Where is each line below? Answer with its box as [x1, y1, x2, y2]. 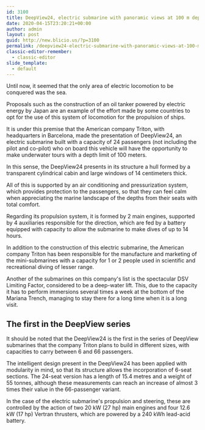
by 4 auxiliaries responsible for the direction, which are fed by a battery [6, 219, 186, 226]
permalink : [6, 43, 34, 49]
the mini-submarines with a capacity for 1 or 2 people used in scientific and [6, 257, 196, 264]
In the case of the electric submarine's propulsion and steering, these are [6, 398, 191, 405]
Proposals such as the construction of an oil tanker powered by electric [6, 101, 186, 108]
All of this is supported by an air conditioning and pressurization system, [6, 181, 189, 189]
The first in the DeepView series [6, 318, 131, 329]
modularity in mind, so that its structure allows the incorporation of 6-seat [6, 367, 192, 374]
